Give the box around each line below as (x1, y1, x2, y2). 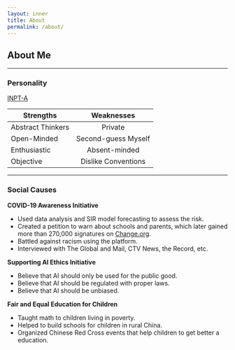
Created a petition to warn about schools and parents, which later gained (17, 222, 228, 230)
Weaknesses (90, 111, 135, 120)
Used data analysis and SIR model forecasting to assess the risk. (17, 214, 204, 223)
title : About (7, 17, 45, 24)
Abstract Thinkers (10, 122, 70, 132)
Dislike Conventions (80, 157, 146, 167)
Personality (7, 78, 48, 88)
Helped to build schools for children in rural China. (17, 321, 163, 329)
